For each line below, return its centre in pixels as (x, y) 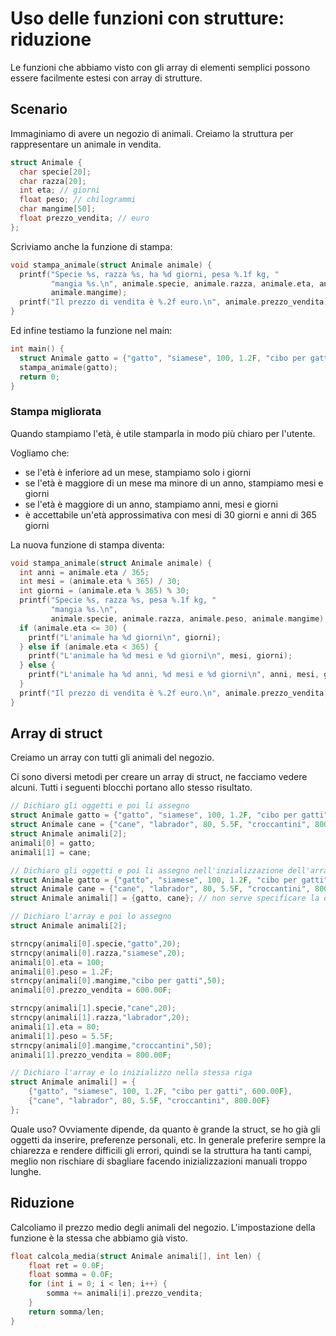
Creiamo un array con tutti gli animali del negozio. (112, 758)
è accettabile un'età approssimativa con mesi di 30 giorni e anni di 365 (170, 514)
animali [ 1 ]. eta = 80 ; (55, 1027)
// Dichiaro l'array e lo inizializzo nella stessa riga (131, 1073)
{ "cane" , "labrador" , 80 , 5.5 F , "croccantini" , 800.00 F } (149, 1101)
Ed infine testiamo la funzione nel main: (91, 330)
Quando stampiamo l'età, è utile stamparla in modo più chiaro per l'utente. (163, 433)
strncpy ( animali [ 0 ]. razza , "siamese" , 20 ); (98, 953)
